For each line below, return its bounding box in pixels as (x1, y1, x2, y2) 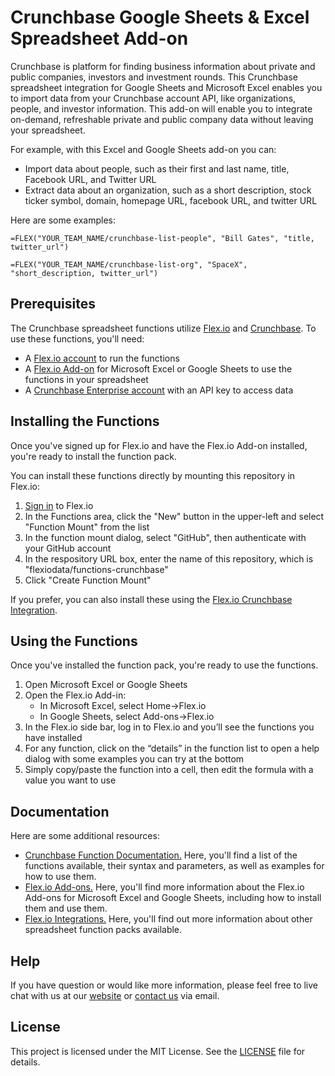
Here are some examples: (10, 214, 117, 226)
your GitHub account (24, 542, 112, 554)
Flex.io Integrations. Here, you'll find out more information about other (24, 913, 313, 925)
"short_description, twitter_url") (10, 268, 159, 278)
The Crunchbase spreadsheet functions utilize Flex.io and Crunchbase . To (10, 322, 317, 334)
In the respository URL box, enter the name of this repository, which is (24, 552, 314, 565)
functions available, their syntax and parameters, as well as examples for (24, 860, 325, 872)
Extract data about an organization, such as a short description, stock (24, 184, 312, 196)
